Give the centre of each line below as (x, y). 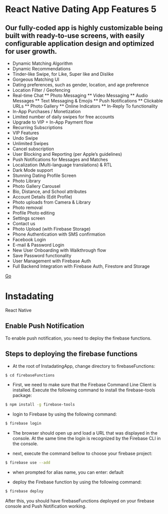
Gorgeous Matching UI (36, 79)
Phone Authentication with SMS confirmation (59, 234)
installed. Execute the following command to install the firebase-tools (84, 390)
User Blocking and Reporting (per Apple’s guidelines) (67, 154)
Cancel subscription (33, 149)
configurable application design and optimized (80, 43)
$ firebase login (23, 424)
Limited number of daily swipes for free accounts (63, 117)
